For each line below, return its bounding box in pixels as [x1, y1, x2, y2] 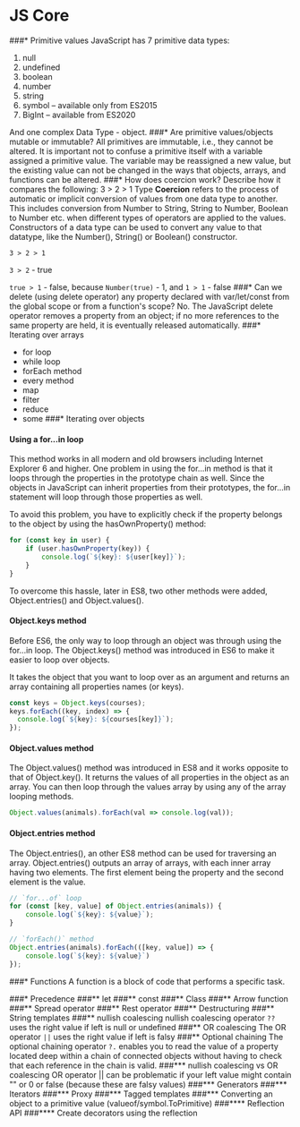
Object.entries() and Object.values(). [9, 594, 145, 605]
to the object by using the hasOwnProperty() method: [9, 518, 207, 529]
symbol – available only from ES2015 [21, 99, 159, 110]
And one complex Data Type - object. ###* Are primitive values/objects [9, 126, 274, 137]
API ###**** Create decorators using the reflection [9, 1107, 198, 1118]
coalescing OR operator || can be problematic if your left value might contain [9, 1069, 292, 1080]
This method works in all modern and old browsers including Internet [9, 454, 264, 465]
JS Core [9, 5, 70, 26]
